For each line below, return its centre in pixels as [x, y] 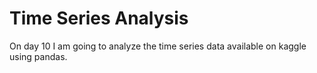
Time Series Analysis [99, 18]
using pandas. [38, 56]
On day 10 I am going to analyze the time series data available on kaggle [158, 46]
